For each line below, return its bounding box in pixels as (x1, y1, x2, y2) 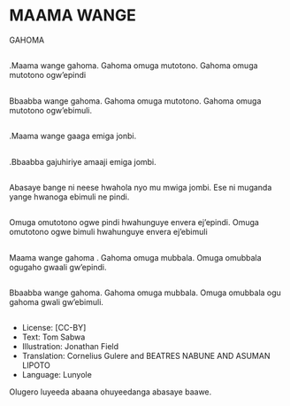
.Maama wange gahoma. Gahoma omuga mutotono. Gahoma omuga (9, 60, 258, 71)
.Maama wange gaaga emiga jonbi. (9, 130, 137, 142)
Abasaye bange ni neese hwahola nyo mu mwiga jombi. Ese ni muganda (9, 182, 272, 192)
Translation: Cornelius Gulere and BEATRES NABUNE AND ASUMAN (21, 351, 271, 362)
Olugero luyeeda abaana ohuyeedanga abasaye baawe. (9, 386, 212, 397)
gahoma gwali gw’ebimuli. (9, 297, 104, 308)
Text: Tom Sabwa (21, 332, 86, 342)
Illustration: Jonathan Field (21, 341, 119, 352)
